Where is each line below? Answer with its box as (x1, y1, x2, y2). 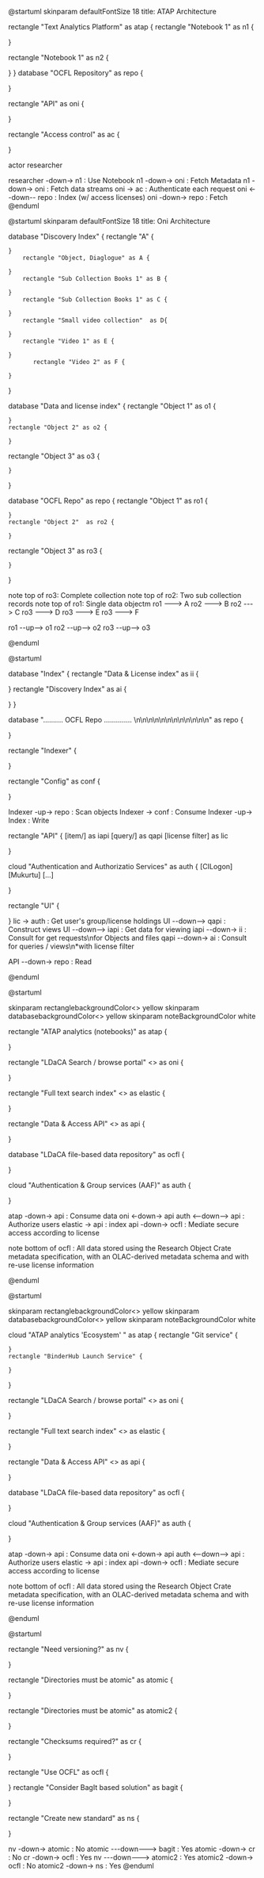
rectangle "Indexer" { (8, 745, 77, 755)
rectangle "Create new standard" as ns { (8, 1814, 140, 1822)
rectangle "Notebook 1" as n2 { (8, 53, 109, 62)
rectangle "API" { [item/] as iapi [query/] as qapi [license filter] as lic (8, 831, 228, 840)
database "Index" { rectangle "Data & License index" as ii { (8, 669, 199, 678)
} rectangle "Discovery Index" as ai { (8, 684, 127, 693)
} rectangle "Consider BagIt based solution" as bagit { (8, 1783, 183, 1792)
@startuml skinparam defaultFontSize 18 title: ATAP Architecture (8, 7, 217, 16)
